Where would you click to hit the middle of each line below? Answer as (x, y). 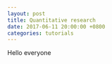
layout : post (26, 14)
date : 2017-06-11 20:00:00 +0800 (56, 26)
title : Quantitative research (52, 20)
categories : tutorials (41, 33)
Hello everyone (29, 53)
